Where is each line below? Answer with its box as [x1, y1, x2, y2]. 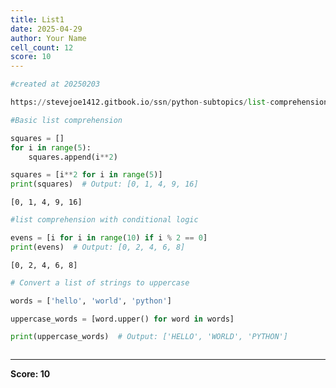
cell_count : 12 [10, 42, 74, 53]
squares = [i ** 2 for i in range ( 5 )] [10, 170, 163, 180]
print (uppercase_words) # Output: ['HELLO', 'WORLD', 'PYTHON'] [10, 332, 288, 342]
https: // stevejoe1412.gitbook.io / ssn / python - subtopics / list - [10, 97, 271, 107]
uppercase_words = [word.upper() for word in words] [10, 314, 235, 324]
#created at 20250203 [10, 79, 101, 90]
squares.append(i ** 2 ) [28, 152, 118, 162]
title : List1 [10, 14, 65, 25]
